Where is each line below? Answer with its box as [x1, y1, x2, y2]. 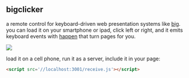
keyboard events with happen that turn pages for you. [6, 32, 136, 40]
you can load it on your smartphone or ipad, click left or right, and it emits [6, 26, 183, 33]
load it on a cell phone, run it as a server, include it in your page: [6, 55, 161, 62]
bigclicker [6, 5, 44, 15]
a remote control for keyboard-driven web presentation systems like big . [6, 20, 181, 27]
